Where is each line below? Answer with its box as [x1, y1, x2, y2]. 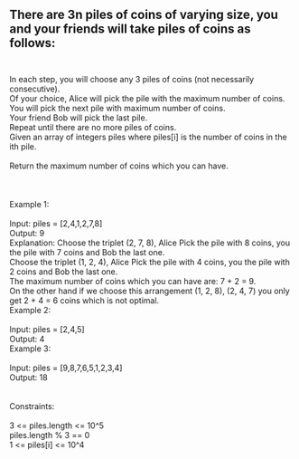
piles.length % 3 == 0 [9, 429, 90, 440]
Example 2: [9, 304, 51, 315]
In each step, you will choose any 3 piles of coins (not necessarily [9, 73, 255, 84]
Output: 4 [9, 333, 45, 344]
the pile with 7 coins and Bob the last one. [9, 246, 165, 257]
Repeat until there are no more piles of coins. [9, 121, 177, 132]
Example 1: [9, 198, 50, 209]
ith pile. [9, 140, 37, 152]
